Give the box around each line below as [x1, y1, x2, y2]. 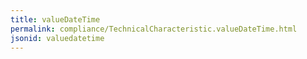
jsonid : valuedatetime [10, 33, 105, 43]
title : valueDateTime [10, 14, 101, 25]
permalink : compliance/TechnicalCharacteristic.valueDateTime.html [10, 24, 298, 34]
